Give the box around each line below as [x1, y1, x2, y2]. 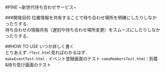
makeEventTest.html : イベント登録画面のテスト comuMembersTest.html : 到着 [5, 56, 158, 61]
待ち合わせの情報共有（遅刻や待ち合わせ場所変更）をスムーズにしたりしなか [5, 27, 161, 33]
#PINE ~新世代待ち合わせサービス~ [5, 4, 76, 10]
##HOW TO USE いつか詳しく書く [5, 44, 74, 49]
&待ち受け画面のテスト [5, 62, 52, 68]
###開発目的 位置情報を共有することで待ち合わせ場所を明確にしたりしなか [5, 15, 157, 21]
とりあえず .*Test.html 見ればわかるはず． [5, 49, 90, 55]
